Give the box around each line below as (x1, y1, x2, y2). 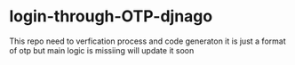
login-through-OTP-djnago (9, 6, 213, 27)
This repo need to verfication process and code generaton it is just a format (9, 36, 286, 46)
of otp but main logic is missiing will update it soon (9, 45, 195, 55)
